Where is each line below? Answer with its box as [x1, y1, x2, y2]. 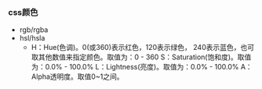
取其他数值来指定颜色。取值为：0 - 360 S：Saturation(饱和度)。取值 [31, 52, 252, 62]
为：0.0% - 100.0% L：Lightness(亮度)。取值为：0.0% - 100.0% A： [31, 62, 253, 72]
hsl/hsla [19, 34, 45, 43]
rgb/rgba [19, 25, 49, 34]
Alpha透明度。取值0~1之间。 [31, 72, 124, 81]
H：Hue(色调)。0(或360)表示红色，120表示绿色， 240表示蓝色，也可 [31, 43, 255, 52]
